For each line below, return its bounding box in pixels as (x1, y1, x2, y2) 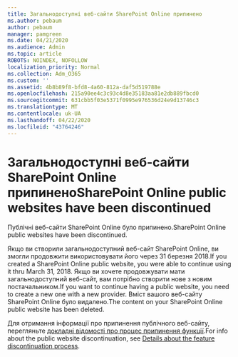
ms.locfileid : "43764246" (7, 123, 84, 131)
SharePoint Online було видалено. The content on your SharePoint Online (7, 298, 223, 306)
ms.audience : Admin (7, 44, 66, 51)
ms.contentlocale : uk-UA (7, 110, 81, 117)
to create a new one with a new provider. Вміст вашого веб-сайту (7, 290, 203, 298)
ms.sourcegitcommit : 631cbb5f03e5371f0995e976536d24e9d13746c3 (7, 97, 200, 104)
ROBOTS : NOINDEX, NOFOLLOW (7, 57, 88, 64)
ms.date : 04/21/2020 (7, 37, 69, 44)
